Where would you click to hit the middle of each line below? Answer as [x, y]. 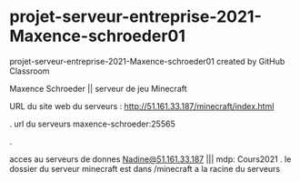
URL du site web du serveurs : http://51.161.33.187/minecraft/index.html [142, 106]
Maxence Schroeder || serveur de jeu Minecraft [99, 88]
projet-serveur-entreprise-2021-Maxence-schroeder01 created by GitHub [147, 61]
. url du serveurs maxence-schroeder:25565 [92, 124]
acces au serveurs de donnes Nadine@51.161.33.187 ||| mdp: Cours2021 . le [150, 159]
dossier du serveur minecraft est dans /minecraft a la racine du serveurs [145, 168]
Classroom [30, 71]
